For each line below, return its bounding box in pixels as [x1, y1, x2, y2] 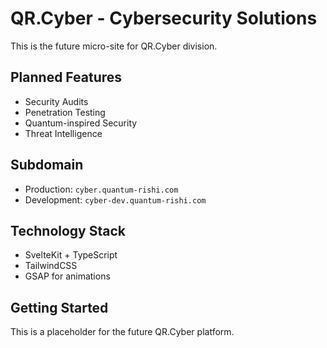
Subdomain [10, 157, 84, 174]
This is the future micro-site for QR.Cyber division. [10, 40, 218, 52]
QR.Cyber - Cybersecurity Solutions [10, 7, 318, 30]
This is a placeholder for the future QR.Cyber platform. [10, 326, 235, 338]
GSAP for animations [24, 270, 111, 282]
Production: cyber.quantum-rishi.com [24, 183, 179, 195]
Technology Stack [10, 222, 126, 239]
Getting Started [10, 299, 109, 316]
